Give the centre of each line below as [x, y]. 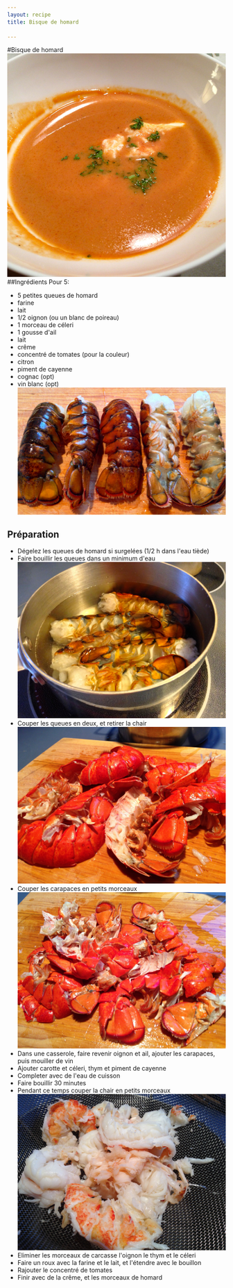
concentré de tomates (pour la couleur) [73, 354]
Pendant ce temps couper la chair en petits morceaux [94, 1090]
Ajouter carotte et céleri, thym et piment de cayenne [92, 1068]
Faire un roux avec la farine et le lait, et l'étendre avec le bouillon [109, 1262]
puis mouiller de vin [45, 1061]
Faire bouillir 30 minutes [52, 1082]
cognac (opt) [36, 376]
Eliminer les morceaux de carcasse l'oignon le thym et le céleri [106, 1255]
